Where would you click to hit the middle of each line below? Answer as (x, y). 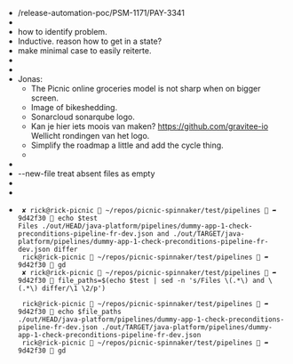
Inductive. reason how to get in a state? (90, 41)
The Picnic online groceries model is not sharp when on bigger (146, 89)
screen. (45, 98)
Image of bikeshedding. (74, 107)
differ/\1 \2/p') (74, 288)
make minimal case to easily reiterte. (84, 51)
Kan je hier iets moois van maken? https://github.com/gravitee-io (150, 126)
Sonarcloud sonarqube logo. (83, 117)
